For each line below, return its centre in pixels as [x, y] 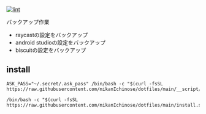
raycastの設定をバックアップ [51, 35]
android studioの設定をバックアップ [60, 42]
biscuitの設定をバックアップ [51, 50]
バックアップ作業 [28, 22]
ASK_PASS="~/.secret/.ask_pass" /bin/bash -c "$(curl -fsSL [85, 84]
